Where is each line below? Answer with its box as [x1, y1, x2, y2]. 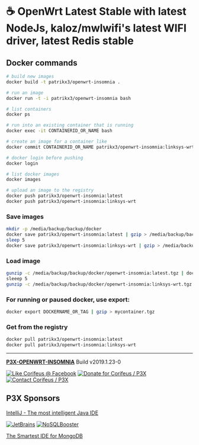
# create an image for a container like [6, 139, 108, 145]
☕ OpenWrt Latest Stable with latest [6, 5, 187, 18]
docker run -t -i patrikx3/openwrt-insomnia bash [6, 95, 131, 101]
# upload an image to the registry [6, 187, 94, 193]
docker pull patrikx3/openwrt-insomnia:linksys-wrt [6, 341, 136, 348]
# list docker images [6, 171, 60, 177]
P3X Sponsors [6, 393, 60, 403]
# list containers [6, 106, 52, 112]
